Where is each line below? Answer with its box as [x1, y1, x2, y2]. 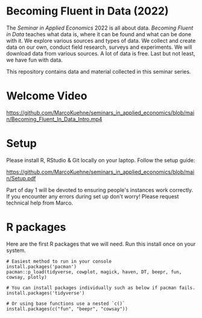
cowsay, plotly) [6, 274, 47, 280]
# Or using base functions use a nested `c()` [6, 301, 125, 307]
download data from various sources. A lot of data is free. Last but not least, [6, 49, 195, 57]
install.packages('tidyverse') [6, 290, 85, 296]
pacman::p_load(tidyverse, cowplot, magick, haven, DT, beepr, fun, [6, 269, 182, 275]
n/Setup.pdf [6, 174, 36, 182]
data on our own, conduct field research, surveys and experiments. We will [6, 43, 192, 51]
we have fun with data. [6, 56, 63, 63]
